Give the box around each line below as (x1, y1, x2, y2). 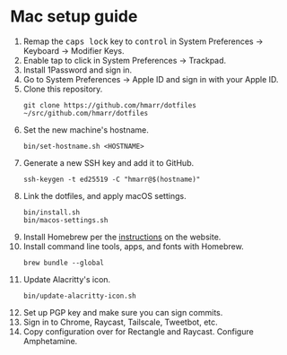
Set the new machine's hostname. (22, 124, 149, 135)
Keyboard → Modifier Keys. (22, 45, 125, 56)
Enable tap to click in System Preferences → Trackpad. (22, 55, 227, 65)
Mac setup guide (10, 6, 138, 27)
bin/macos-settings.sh (22, 215, 109, 225)
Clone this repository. (22, 83, 103, 94)
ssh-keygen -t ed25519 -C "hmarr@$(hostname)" (22, 175, 201, 184)
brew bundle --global (22, 258, 104, 267)
